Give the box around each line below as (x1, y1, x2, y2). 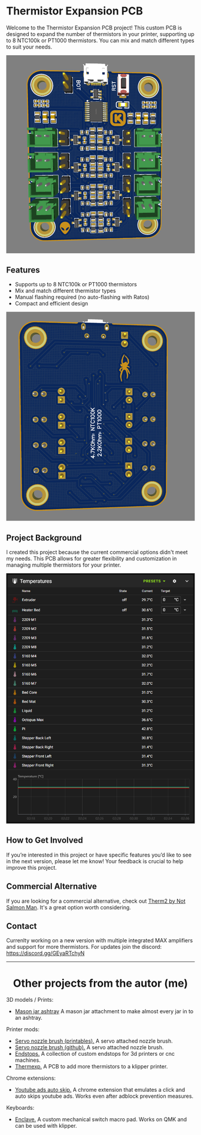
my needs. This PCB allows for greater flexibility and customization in (6, 555, 177, 562)
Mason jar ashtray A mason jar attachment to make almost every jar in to (14, 1008, 194, 1015)
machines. (14, 1056, 41, 1064)
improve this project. (6, 864, 57, 871)
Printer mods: (6, 1026, 40, 1033)
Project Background (6, 532, 82, 543)
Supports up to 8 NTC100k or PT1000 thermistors (14, 281, 138, 288)
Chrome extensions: (6, 1074, 56, 1082)
